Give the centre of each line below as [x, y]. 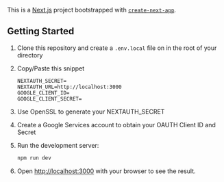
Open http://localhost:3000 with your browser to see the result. [107, 171]
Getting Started [41, 31]
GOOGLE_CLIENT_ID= [43, 93]
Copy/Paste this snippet [51, 68]
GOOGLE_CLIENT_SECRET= [49, 99]
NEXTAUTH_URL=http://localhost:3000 [69, 87]
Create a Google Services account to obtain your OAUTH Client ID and [116, 125]
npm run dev [34, 158]
